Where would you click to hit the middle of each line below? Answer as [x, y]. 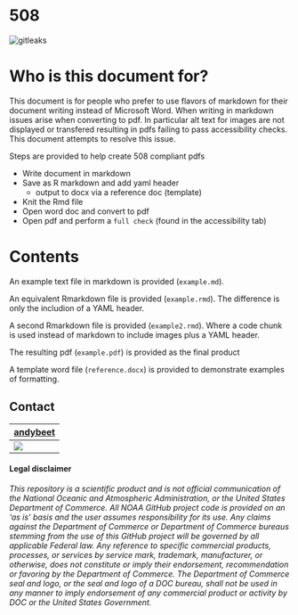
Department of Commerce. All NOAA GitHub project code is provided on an [148, 507]
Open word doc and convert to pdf [85, 211]
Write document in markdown [76, 173]
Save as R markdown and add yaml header [101, 183]
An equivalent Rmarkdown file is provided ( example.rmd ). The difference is [145, 299]
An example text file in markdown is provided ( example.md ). [117, 281]
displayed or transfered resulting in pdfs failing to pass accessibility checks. [149, 129]
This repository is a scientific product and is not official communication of [145, 488]
